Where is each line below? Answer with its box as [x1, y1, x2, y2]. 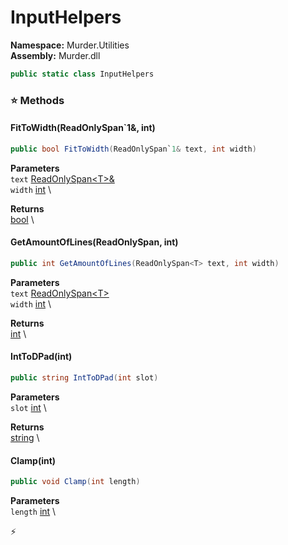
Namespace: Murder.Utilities [10, 39, 130, 51]
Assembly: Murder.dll [10, 49, 101, 61]
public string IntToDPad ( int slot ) [10, 373, 159, 383]
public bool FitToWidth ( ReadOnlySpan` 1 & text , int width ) [10, 144, 257, 154]
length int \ [10, 506, 57, 518]
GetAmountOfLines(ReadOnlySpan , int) [10, 236, 179, 248]
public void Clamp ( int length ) [10, 477, 141, 487]
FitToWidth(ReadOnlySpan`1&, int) [10, 122, 156, 134]
